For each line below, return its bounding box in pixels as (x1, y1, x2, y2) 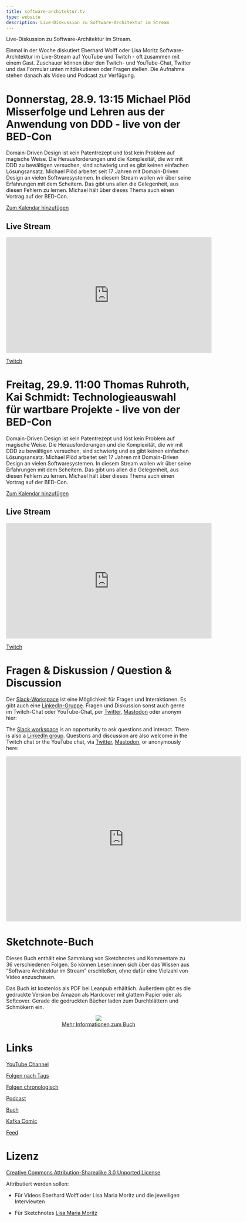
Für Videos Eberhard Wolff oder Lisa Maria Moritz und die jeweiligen (14, 1191, 180, 1199)
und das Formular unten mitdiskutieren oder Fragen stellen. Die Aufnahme (6, 66, 185, 73)
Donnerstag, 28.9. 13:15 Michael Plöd (6, 92, 191, 106)
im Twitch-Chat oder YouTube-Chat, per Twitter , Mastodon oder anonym (6, 708, 182, 715)
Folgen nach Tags (6, 1072, 49, 1079)
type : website (6, 14, 41, 20)
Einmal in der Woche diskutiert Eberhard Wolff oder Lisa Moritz (6, 47, 158, 54)
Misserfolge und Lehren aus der (6, 105, 165, 118)
